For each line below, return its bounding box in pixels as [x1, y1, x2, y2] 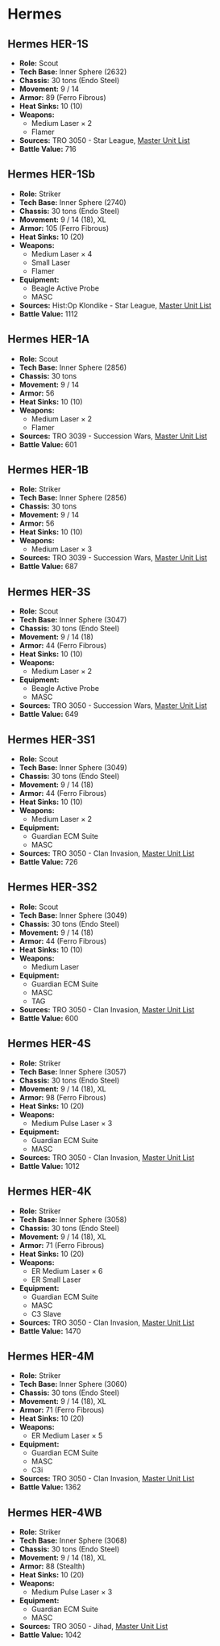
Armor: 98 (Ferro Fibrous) [19, 1092, 106, 1102]
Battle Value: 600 [19, 1013, 79, 1023]
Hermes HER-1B [7, 463, 89, 477]
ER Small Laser [31, 1275, 81, 1284]
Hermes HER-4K [7, 1184, 92, 1199]
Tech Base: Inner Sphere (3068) [19, 1535, 127, 1546]
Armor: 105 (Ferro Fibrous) [19, 223, 110, 232]
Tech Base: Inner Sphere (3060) [19, 1380, 127, 1389]
